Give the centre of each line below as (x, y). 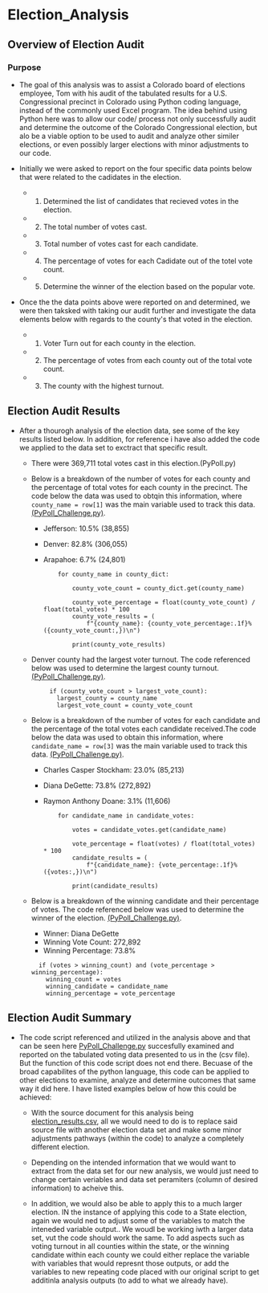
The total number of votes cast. (95, 226)
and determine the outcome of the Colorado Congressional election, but (138, 127)
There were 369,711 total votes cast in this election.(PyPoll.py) (133, 463)
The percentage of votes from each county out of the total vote (148, 360)
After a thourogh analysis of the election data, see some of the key (129, 430)
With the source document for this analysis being (112, 1112)
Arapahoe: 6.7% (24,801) (84, 559)
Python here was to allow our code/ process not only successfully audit (137, 119)
